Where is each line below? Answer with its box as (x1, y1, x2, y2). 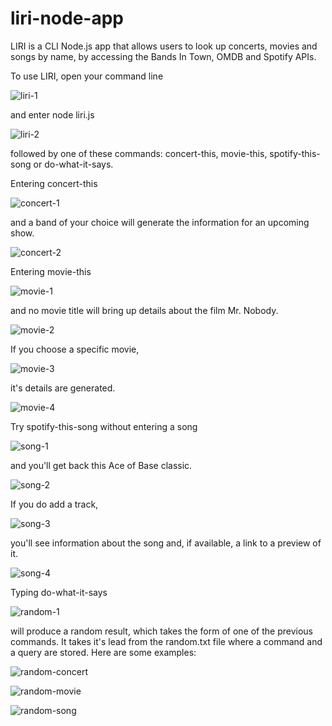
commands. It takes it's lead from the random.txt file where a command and (10, 635, 323, 647)
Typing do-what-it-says (10, 586, 108, 598)
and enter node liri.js (10, 108, 95, 121)
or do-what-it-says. (33, 158, 114, 170)
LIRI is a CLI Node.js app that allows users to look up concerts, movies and (10, 40, 318, 52)
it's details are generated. (10, 382, 116, 394)
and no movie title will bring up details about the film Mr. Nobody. (10, 304, 279, 316)
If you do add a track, (10, 498, 99, 510)
